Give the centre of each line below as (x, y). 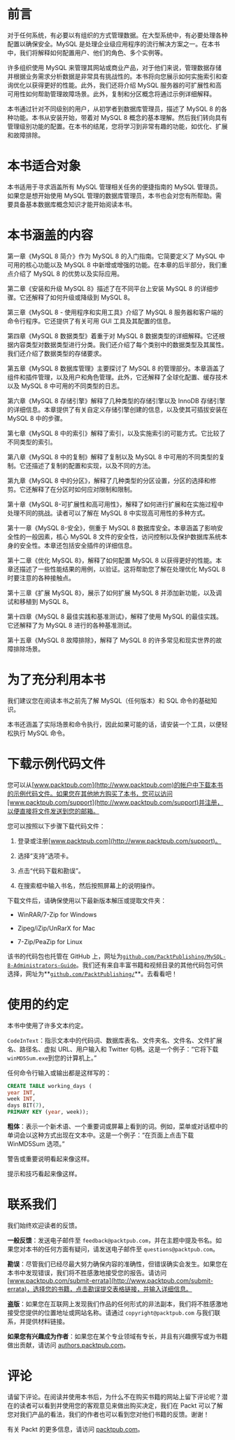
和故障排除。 (26, 135)
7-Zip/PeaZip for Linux (50, 941)
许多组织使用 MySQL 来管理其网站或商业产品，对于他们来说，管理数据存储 (115, 67)
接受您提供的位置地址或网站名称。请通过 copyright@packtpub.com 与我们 (111, 1312)
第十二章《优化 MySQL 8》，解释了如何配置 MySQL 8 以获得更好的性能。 (112, 560)
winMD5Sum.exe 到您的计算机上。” (52, 1058)
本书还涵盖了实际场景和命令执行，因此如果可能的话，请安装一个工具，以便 (114, 724)
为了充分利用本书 (57, 680)
